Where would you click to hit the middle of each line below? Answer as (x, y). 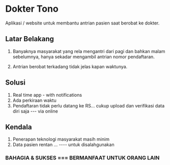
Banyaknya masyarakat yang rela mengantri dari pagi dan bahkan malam (89, 51)
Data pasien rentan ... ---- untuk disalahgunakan (63, 145)
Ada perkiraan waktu (35, 100)
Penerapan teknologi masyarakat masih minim (61, 139)
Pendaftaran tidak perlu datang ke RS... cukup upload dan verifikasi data (89, 105)
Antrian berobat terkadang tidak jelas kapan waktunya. (70, 66)
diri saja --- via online (35, 111)
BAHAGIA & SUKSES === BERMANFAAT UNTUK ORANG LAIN (82, 158)
